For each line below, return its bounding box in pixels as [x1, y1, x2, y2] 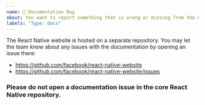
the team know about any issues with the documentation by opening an [6, 43, 186, 50]
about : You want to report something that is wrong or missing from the [6, 15, 195, 21]
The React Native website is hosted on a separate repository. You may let [6, 37, 190, 44]
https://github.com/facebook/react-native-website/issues [15, 68, 160, 75]
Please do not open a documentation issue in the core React [6, 83, 188, 92]
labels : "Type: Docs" [6, 20, 62, 26]
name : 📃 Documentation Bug [6, 8, 75, 15]
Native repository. [6, 90, 61, 99]
